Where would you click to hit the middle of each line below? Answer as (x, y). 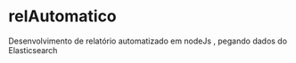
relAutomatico (62, 16)
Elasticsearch (33, 50)
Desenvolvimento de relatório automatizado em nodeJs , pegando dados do (148, 41)
